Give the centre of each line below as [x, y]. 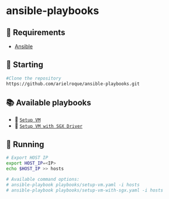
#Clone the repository [34, 78]
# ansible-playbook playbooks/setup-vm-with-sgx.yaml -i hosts [85, 190]
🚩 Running [25, 144]
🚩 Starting [25, 65]
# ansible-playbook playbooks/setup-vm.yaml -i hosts [73, 185]
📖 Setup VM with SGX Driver [49, 126]
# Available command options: [43, 179]
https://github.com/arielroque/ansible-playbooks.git [73, 84]
